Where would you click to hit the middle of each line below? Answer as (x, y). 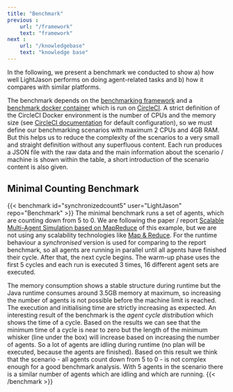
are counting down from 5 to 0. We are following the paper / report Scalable (116, 220)
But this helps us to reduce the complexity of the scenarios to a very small (113, 137)
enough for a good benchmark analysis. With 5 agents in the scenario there (115, 366)
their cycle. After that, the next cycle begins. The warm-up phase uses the (114, 257)
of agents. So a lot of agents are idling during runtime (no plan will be (106, 344)
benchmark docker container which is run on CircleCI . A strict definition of (114, 108)
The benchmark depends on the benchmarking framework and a (100, 100)
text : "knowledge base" (54, 53)
